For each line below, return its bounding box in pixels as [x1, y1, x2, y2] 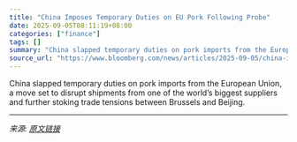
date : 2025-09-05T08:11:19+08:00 [9, 21, 133, 30]
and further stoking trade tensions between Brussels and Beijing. [9, 97, 246, 107]
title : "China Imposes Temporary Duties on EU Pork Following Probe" [9, 12, 271, 22]
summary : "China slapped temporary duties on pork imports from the [9, 46, 267, 55]
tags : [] [9, 37, 42, 47]
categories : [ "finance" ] [9, 29, 101, 38]
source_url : [9, 54, 53, 63]
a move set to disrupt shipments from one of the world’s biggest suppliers [9, 87, 278, 98]
